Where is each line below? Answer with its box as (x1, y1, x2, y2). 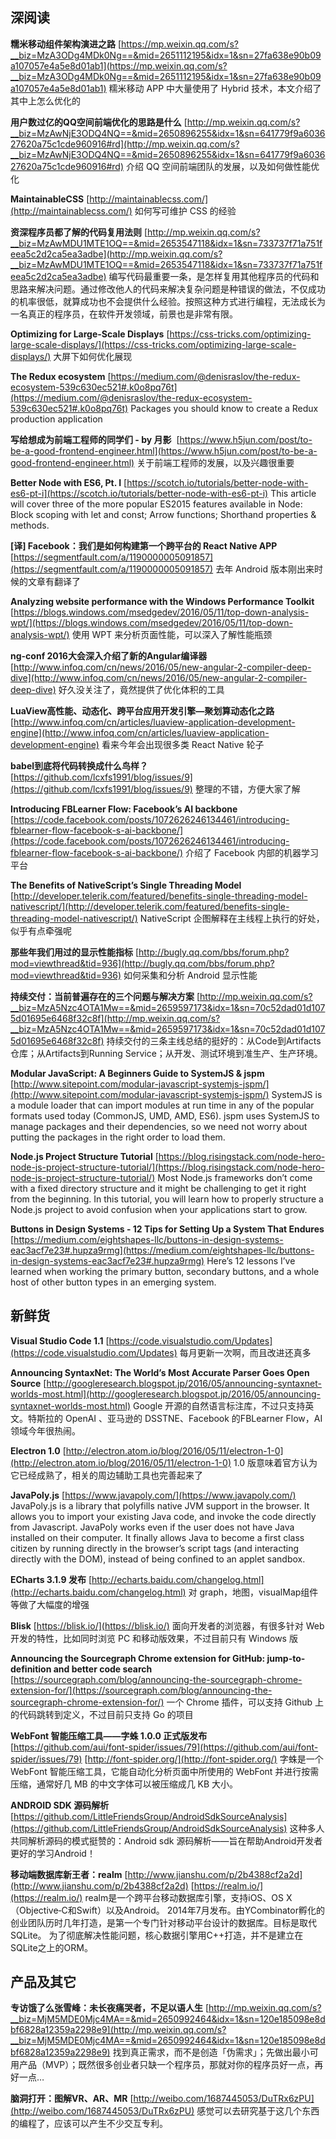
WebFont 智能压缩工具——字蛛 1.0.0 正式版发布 (10, 1729, 208, 1742)
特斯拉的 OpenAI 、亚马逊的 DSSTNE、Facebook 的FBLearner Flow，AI (27, 1412, 323, 1424)
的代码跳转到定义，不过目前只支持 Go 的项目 (10, 1708, 194, 1720)
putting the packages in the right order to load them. (10, 1131, 226, 1143)
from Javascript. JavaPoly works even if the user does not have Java (10, 1521, 295, 1533)
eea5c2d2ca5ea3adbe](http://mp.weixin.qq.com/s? (10, 248, 223, 260)
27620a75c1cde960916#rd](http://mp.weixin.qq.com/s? (10, 138, 240, 150)
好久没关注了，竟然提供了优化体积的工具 (58, 683, 225, 695)
